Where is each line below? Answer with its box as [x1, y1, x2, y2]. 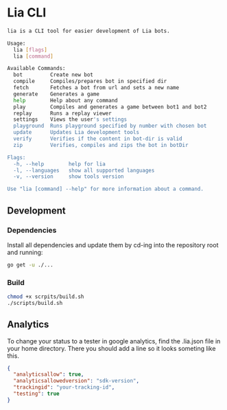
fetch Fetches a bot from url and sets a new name [13, 84, 180, 91]
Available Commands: [7, 65, 67, 72]
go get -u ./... [7, 261, 53, 269]
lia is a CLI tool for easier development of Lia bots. [7, 27, 170, 34]
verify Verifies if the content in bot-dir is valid [13, 135, 183, 142]
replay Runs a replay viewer [13, 110, 112, 117]
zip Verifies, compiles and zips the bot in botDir [13, 141, 189, 148]
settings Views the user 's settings [13, 116, 128, 123]
